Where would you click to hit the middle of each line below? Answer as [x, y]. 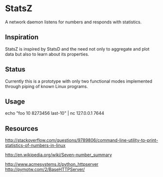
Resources [22, 129]
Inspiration [22, 37]
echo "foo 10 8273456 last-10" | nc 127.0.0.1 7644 [55, 113]
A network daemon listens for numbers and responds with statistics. [73, 22]
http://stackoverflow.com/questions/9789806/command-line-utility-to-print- [81, 140]
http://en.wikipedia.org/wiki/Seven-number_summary [59, 155]
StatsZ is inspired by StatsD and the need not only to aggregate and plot [77, 49]
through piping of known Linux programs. [47, 86]
